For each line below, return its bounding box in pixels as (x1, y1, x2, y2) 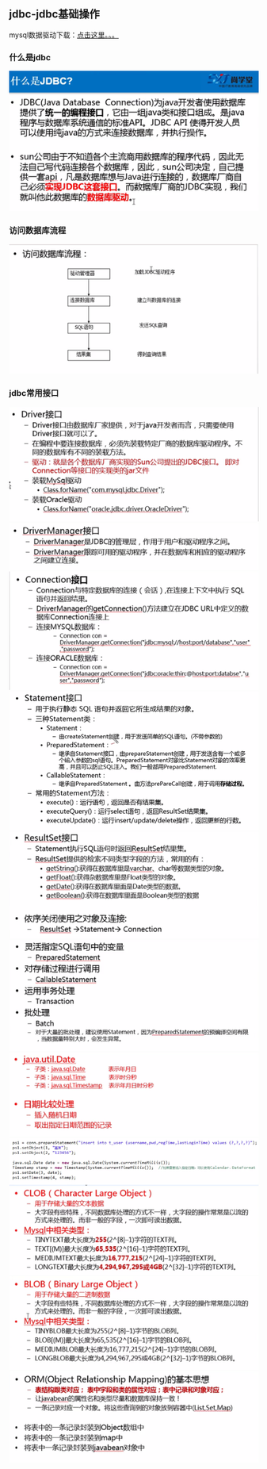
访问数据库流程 (9, 225, 67, 236)
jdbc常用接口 (9, 388, 59, 399)
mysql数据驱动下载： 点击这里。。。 (9, 30, 120, 40)
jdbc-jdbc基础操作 (9, 7, 100, 21)
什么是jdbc (9, 52, 51, 63)
